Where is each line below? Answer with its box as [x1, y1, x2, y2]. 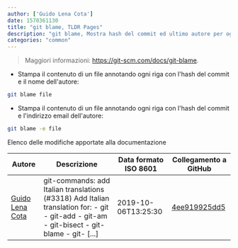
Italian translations [43, 184, 105, 194]
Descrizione [56, 159, 98, 169]
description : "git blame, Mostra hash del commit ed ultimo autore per [7, 30, 223, 38]
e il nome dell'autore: [17, 77, 79, 86]
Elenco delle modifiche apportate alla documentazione [7, 137, 166, 146]
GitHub [187, 164, 212, 174]
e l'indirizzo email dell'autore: [17, 111, 104, 120]
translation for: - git [43, 202, 109, 212]
